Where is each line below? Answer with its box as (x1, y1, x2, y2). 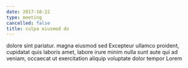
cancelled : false (6, 20, 50, 26)
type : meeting (6, 14, 43, 20)
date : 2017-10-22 (6, 8, 50, 15)
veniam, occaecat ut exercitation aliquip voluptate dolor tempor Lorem (6, 55, 183, 62)
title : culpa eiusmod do (6, 25, 69, 32)
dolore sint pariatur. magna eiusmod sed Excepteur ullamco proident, (6, 42, 179, 49)
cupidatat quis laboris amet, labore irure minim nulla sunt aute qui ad (6, 49, 178, 56)
